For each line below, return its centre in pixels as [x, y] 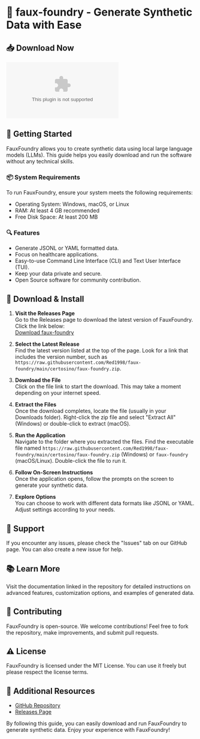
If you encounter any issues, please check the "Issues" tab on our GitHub [97, 543]
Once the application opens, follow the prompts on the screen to [94, 479]
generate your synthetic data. [51, 485]
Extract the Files [36, 405]
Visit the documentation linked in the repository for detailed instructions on [98, 586]
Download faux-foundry [44, 333]
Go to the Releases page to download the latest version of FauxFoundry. [104, 320]
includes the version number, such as [61, 357]
